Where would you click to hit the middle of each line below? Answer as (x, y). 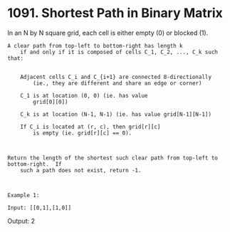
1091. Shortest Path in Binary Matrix (115, 13)
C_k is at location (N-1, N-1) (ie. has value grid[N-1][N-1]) (116, 114)
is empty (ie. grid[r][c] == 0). (83, 133)
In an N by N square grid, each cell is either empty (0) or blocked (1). (108, 33)
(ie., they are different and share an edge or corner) (117, 83)
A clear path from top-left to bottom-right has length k (95, 46)
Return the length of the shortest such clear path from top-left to (113, 158)
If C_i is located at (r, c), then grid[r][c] (90, 127)
